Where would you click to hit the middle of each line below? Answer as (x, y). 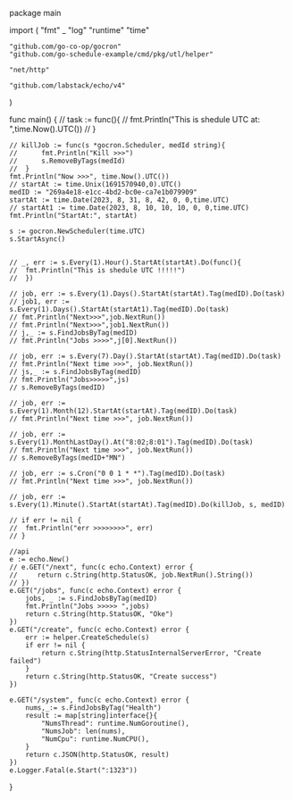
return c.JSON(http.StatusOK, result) (97, 754)
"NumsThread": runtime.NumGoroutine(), (116, 723)
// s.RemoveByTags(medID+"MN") (67, 458)
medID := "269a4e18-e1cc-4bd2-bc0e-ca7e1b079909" (104, 192)
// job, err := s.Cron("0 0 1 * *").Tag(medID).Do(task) (117, 473)
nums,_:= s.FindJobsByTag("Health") (94, 708)
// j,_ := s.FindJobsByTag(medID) (74, 333)
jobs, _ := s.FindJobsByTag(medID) (92, 598)
